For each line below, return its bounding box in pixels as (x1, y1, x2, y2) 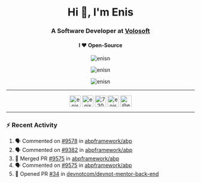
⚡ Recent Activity (6, 121, 58, 129)
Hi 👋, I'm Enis (68, 5, 133, 19)
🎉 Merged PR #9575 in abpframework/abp (14, 155, 120, 162)
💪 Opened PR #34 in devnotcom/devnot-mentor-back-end (14, 170, 159, 177)
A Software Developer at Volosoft (51, 27, 150, 35)
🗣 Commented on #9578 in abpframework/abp (14, 137, 133, 144)
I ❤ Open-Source (78, 41, 123, 48)
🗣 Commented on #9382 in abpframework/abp (14, 146, 133, 153)
